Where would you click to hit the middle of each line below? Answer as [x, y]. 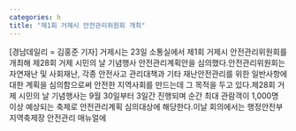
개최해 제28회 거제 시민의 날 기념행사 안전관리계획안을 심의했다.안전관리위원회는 [147, 62]
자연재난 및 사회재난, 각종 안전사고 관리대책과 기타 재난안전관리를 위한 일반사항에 [148, 73]
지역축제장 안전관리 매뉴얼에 [58, 117]
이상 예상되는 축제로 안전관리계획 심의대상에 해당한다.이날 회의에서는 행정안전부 [146, 106]
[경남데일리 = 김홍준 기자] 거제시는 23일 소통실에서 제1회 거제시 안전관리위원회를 [148, 51]
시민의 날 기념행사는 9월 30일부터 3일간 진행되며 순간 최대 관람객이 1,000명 [148, 95]
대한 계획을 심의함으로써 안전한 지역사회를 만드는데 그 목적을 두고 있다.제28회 [142, 84]
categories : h [35, 17]
